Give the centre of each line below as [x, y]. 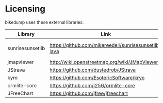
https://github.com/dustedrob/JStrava [93, 70]
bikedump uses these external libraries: [44, 22]
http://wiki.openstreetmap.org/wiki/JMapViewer [104, 62]
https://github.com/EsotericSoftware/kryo [97, 77]
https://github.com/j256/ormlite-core [92, 85]
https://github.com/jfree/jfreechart [89, 93]
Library [26, 34]
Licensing [25, 9]
